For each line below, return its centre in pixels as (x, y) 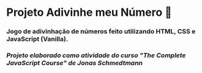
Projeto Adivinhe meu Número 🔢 (89, 12)
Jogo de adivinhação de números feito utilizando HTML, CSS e (101, 32)
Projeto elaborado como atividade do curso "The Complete (96, 55)
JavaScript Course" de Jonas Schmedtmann (74, 63)
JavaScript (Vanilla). (37, 39)
